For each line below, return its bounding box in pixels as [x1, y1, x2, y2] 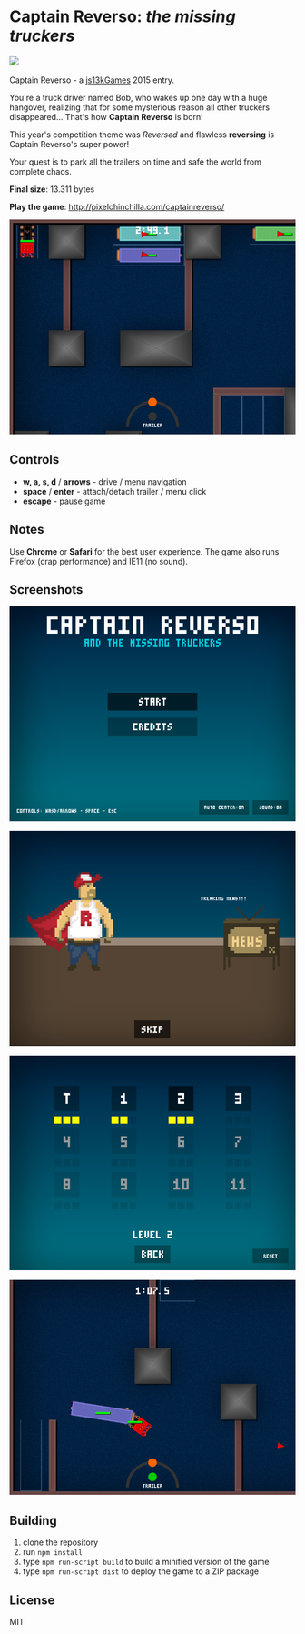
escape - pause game [22, 496, 106, 506]
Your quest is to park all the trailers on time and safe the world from [9, 156, 261, 167]
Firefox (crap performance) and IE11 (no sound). [9, 556, 189, 566]
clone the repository [22, 1537, 99, 1548]
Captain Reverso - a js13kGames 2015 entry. [9, 75, 175, 85]
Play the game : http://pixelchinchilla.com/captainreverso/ [9, 201, 225, 212]
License [9, 1592, 55, 1608]
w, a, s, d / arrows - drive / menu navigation [22, 476, 188, 487]
